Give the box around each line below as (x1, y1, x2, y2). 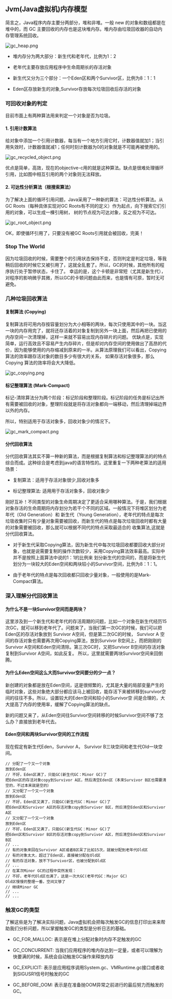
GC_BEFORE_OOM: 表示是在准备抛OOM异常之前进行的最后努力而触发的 (12, 982, 164, 988)
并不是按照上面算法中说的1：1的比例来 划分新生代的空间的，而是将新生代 (12, 554, 166, 561)
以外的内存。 (5, 407, 32, 414)
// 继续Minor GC (5, 884, 38, 890)
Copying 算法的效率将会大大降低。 (5, 359, 78, 366)
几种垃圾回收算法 (5, 295, 48, 302)
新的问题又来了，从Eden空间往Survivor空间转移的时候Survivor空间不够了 (5, 712, 159, 718)
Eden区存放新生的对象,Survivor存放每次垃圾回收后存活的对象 (12, 86, 142, 92)
